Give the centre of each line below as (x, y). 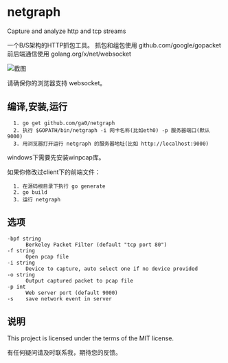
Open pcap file (47, 256)
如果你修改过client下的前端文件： (54, 172)
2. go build (31, 192)
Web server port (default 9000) (71, 293)
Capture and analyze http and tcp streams (67, 31)
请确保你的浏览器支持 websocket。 (57, 82)
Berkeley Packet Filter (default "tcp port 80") (96, 245)
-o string (21, 275)
